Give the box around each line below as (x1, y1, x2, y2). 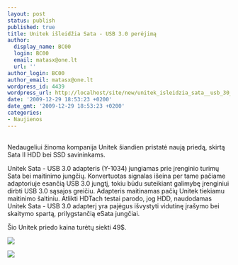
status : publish (7, 17, 55, 24)
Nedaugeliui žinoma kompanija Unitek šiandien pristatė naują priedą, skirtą (7, 142, 225, 151)
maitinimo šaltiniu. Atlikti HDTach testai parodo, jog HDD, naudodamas (7, 194, 212, 203)
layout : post (7, 10, 46, 18)
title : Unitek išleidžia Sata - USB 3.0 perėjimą (7, 30, 157, 38)
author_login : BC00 (7, 69, 65, 77)
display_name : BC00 (13, 43, 72, 50)
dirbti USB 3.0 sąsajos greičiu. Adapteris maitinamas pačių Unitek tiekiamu (7, 186, 225, 195)
